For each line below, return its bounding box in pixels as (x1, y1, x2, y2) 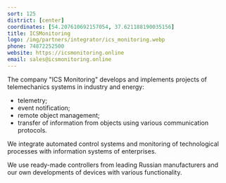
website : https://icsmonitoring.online (7, 50, 125, 57)
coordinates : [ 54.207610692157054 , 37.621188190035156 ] (7, 23, 175, 30)
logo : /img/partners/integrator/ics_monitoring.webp (7, 36, 165, 43)
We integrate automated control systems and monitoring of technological (7, 140, 220, 148)
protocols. (17, 126, 47, 134)
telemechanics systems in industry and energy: (7, 82, 144, 91)
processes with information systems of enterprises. (7, 147, 157, 155)
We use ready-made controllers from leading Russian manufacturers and (7, 161, 219, 169)
